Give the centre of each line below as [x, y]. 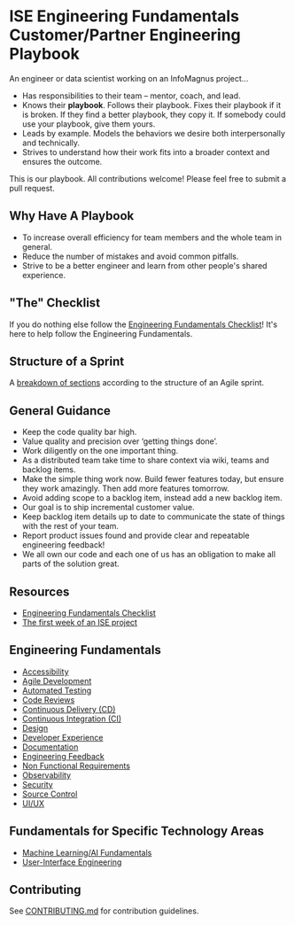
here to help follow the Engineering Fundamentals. [101, 333]
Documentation [50, 747]
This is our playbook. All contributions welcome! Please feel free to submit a [147, 178]
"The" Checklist [54, 303]
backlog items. [49, 470]
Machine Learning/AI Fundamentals [87, 852]
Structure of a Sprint [67, 361]
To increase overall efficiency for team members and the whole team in [151, 237]
